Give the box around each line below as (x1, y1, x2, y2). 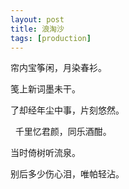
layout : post (10, 14, 65, 25)
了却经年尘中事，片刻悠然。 (10, 104, 125, 116)
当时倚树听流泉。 (10, 147, 81, 159)
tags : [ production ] (10, 33, 92, 43)
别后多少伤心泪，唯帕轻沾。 (10, 168, 125, 180)
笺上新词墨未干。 (10, 83, 81, 95)
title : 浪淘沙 (10, 24, 65, 34)
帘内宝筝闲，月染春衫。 (10, 62, 107, 74)
